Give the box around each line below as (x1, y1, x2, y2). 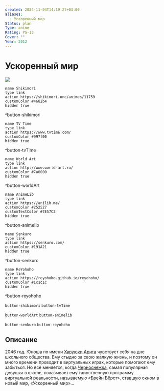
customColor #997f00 (5, 134, 47, 139)
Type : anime (5, 26, 29, 30)
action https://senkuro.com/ (5, 240, 65, 245)
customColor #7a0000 (5, 169, 47, 175)
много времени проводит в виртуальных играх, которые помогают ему (5, 359, 156, 365)
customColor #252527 (5, 205, 47, 210)
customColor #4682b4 (5, 99, 47, 104)
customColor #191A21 (5, 244, 47, 249)
